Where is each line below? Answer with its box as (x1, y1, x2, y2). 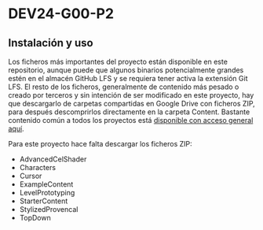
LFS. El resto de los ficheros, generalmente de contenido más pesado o (8, 82, 239, 91)
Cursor (19, 171, 42, 180)
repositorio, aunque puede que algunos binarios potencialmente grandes (8, 65, 244, 75)
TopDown (19, 213, 51, 222)
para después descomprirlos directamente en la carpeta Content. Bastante (8, 107, 250, 117)
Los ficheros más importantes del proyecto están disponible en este (8, 57, 228, 66)
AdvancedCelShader (19, 154, 87, 164)
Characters (19, 163, 57, 172)
